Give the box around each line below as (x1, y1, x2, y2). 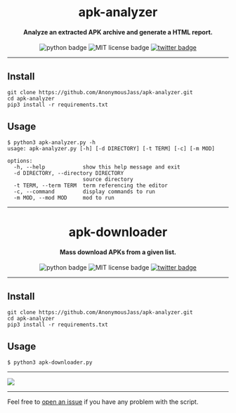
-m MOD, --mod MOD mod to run (13, 195, 114, 202)
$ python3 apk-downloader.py (7, 359, 93, 366)
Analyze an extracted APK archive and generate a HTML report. (23, 27, 213, 36)
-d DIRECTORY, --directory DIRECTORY (13, 170, 124, 177)
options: (7, 157, 33, 165)
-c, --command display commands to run (13, 188, 156, 195)
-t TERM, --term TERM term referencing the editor (13, 182, 169, 190)
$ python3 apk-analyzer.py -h (7, 139, 96, 146)
